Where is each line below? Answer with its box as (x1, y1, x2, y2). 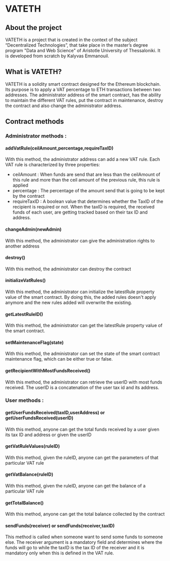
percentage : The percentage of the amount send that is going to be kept (12, 188, 165, 194)
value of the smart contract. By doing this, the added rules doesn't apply (5, 294, 156, 300)
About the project (5, 23, 62, 32)
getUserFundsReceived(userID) (5, 415, 73, 421)
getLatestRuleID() (5, 311, 44, 317)
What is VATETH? (5, 67, 62, 76)
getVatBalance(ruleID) (5, 471, 54, 477)
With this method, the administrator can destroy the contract (5, 266, 132, 272)
